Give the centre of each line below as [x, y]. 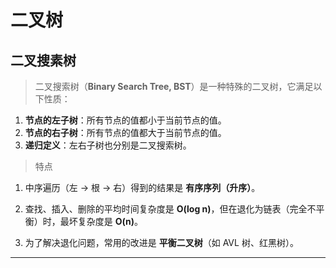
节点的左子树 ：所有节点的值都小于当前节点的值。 [125, 120]
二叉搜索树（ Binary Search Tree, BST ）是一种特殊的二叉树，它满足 [174, 86]
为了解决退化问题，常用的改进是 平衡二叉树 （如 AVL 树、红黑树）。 [161, 242]
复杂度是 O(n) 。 [110, 221]
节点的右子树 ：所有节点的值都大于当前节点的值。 [125, 132]
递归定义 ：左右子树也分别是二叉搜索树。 [108, 145]
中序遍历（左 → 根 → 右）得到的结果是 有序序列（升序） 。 [142, 187]
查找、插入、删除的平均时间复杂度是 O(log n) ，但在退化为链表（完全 [166, 209]
